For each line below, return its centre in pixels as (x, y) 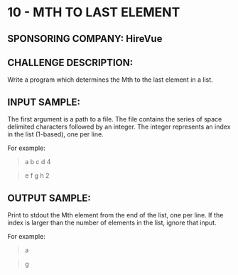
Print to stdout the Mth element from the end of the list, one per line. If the (115, 215)
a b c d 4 (38, 162)
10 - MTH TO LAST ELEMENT (94, 12)
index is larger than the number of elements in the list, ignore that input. (112, 223)
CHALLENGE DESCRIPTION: (70, 62)
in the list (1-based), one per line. (56, 134)
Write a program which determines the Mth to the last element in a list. (110, 80)
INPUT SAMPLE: (44, 102)
